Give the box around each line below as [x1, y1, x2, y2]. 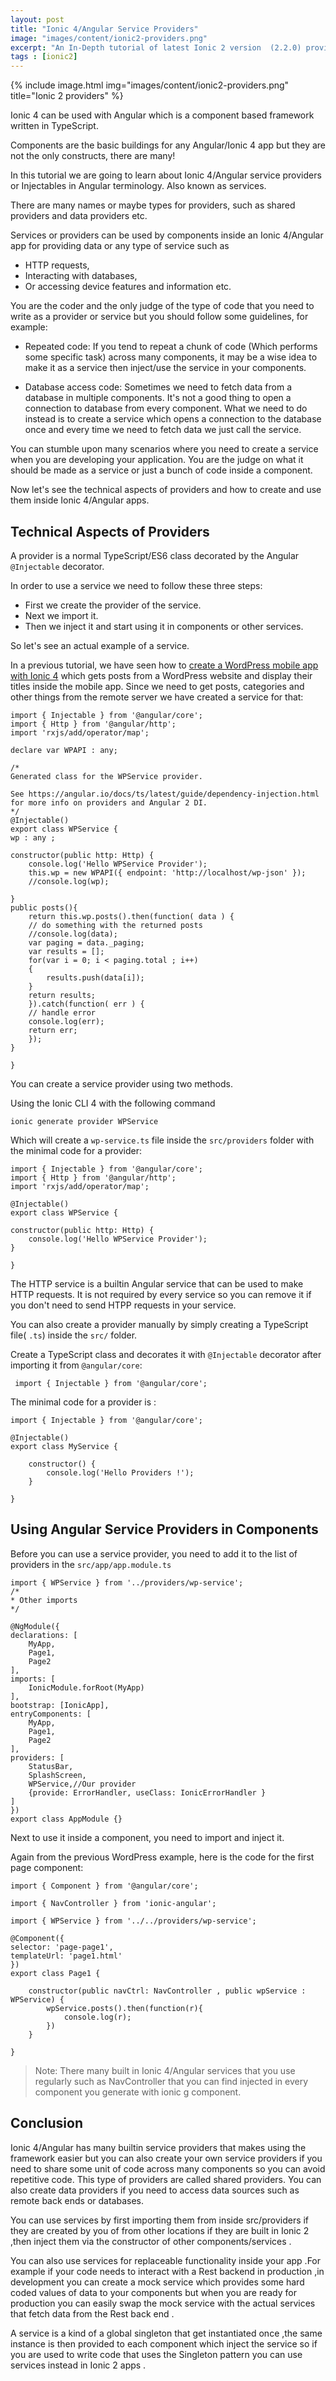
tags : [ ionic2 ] [10, 52, 78, 62]
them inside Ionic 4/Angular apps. [10, 494, 150, 506]
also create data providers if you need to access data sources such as [10, 2184, 300, 2196]
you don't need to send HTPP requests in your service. [10, 1299, 237, 1311]
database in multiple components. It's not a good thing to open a [24, 392, 292, 404]
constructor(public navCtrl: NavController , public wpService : [28, 1986, 307, 1996]
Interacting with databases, [24, 270, 138, 282]
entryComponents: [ [10, 1709, 92, 1719]
